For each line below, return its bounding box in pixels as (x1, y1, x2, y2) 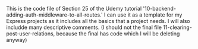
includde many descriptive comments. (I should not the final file (6, 24, 162, 31)
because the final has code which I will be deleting (56, 30, 180, 37)
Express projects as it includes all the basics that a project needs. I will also (6, 18, 190, 24)
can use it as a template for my (106, 11, 183, 18)
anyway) (6, 37, 27, 43)
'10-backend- (143, 5, 177, 12)
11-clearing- (163, 24, 192, 31)
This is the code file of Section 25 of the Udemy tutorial (6, 5, 142, 12)
